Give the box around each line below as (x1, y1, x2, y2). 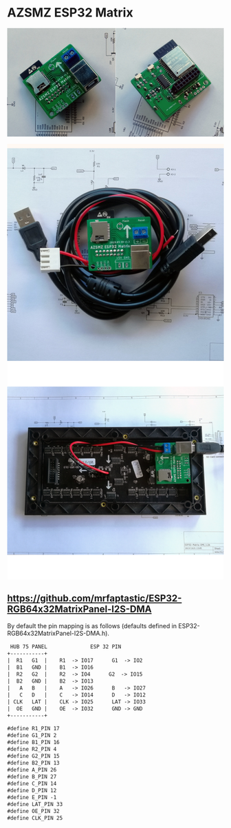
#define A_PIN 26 (7, 766, 57, 773)
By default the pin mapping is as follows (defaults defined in (7, 621, 177, 630)
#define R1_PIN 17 (7, 725, 60, 732)
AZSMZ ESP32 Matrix (7, 5, 133, 21)
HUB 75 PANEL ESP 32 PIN (10, 643, 122, 650)
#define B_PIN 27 (7, 773, 57, 780)
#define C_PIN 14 (7, 780, 57, 787)
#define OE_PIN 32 (7, 807, 60, 814)
